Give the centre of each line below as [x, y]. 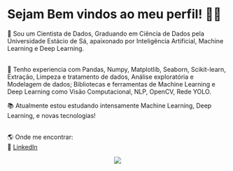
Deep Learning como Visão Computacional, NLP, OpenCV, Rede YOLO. [110, 91]
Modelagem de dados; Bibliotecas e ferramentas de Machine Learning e [111, 84]
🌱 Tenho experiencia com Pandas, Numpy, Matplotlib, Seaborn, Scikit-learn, [116, 69]
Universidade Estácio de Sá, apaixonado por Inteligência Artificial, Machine [115, 40]
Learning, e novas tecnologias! [51, 115]
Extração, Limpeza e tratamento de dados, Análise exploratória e [100, 77]
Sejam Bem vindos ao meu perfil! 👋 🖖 [114, 14]
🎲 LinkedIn [22, 147]
